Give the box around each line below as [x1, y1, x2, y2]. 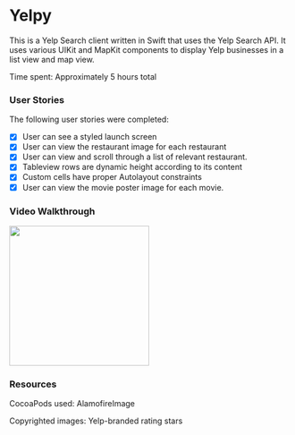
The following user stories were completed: [9, 114, 170, 125]
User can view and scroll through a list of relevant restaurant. [21, 151, 248, 162]
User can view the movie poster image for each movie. [21, 182, 224, 192]
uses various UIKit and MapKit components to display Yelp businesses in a [9, 44, 284, 55]
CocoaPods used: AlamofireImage [9, 398, 136, 409]
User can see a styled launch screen [21, 132, 157, 142]
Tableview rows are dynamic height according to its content [21, 162, 243, 173]
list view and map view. [9, 54, 96, 64]
